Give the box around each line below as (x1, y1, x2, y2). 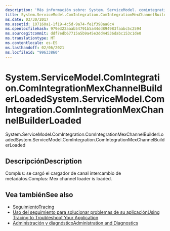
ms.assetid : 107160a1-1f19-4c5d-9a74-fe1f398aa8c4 (5, 21, 114, 27)
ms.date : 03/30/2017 (5, 17, 49, 22)
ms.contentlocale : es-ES (5, 41, 58, 46)
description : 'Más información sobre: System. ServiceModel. (5, 7, 137, 13)
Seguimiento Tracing (12, 204, 55, 210)
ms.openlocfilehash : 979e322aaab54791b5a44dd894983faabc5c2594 (5, 26, 142, 31)
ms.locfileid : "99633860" (5, 50, 60, 55)
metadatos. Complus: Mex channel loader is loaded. (5, 176, 112, 182)
